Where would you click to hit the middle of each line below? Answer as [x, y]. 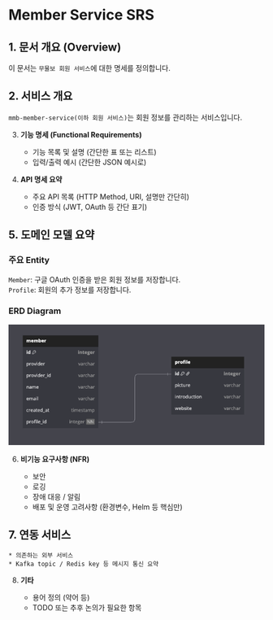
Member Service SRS [81, 15]
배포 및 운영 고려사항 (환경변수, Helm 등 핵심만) [107, 507]
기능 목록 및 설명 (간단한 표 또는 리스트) [94, 151]
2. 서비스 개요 [41, 96]
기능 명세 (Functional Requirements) [81, 134]
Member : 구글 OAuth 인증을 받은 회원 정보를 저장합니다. [95, 279]
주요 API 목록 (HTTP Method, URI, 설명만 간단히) [110, 196]
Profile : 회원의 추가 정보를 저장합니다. [70, 290]
